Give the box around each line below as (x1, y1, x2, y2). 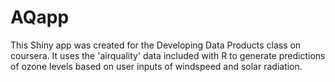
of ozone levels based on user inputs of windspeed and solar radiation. (10, 60, 303, 72)
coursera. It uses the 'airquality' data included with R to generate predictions (10, 49, 326, 61)
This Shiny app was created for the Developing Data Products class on (10, 39, 302, 51)
